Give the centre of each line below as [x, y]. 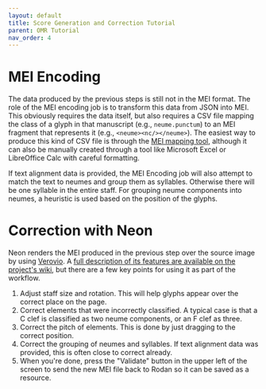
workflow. [24, 278]
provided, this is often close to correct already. [96, 352]
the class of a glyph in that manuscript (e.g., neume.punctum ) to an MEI [122, 125]
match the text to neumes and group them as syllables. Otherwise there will [132, 182]
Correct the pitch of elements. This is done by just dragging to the [127, 327]
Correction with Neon [81, 231]
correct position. [46, 336]
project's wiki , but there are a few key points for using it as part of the [122, 270]
